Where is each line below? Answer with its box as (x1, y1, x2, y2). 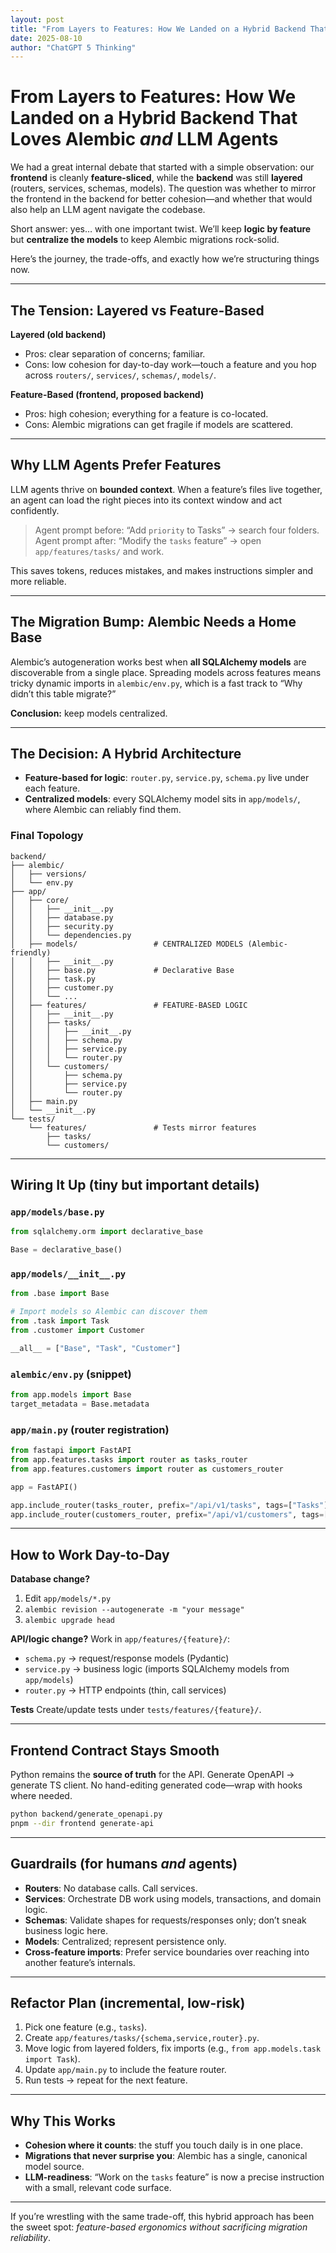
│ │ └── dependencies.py (10, 930, 132, 940)
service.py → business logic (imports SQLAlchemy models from (24, 1663, 290, 1675)
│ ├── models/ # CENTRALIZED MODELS (10, 939, 244, 949)
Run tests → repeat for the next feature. (24, 2074, 188, 2086)
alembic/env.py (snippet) (10, 1367, 132, 1381)
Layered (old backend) (10, 329, 107, 340)
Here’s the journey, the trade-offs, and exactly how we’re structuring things (10, 253, 320, 265)
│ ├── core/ (10, 895, 70, 905)
